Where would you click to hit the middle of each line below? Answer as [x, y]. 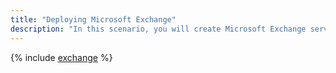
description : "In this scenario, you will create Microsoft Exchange [158, 29]
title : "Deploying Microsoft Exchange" [93, 19]
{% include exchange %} [61, 57]
